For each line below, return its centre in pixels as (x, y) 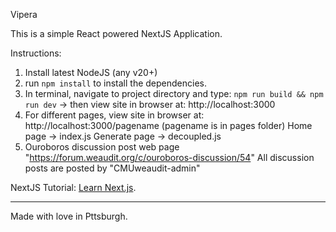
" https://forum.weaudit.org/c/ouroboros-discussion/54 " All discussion (169, 157)
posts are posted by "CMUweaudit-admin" (112, 168)
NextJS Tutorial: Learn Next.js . (73, 187)
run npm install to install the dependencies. (115, 83)
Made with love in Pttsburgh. (69, 216)
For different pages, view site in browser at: (114, 115)
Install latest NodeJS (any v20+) (91, 72)
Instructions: (36, 53)
